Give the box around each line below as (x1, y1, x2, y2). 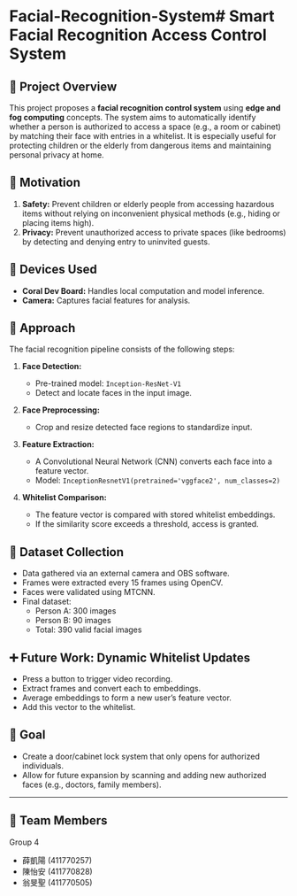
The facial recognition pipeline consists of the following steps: (9, 344, 235, 355)
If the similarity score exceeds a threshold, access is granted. (34, 519, 259, 529)
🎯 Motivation (9, 175, 81, 190)
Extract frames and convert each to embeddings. (21, 684, 202, 694)
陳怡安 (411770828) (21, 866, 93, 877)
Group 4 (9, 837, 40, 847)
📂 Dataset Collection (9, 545, 125, 560)
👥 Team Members (9, 813, 108, 829)
